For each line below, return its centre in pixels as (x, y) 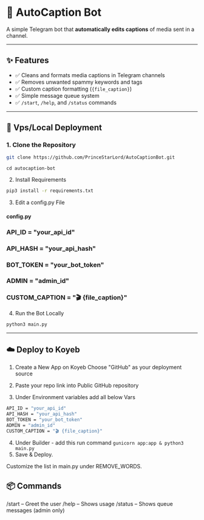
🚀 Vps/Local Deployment (54, 128)
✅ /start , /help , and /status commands (66, 102)
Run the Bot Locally (39, 313)
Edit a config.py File (40, 202)
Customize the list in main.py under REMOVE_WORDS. (74, 466)
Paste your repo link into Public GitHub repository (77, 386)
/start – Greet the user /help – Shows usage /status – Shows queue (90, 504)
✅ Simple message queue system (57, 95)
